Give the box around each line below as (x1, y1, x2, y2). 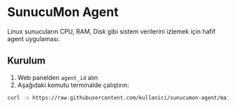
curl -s (7, 94, 30, 101)
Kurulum (7, 55, 46, 67)
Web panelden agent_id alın (17, 73, 99, 82)
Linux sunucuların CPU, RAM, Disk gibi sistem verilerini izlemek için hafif (7, 27, 216, 36)
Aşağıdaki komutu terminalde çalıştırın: (17, 81, 129, 89)
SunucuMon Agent (7, 4, 119, 20)
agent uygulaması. (7, 34, 61, 43)
